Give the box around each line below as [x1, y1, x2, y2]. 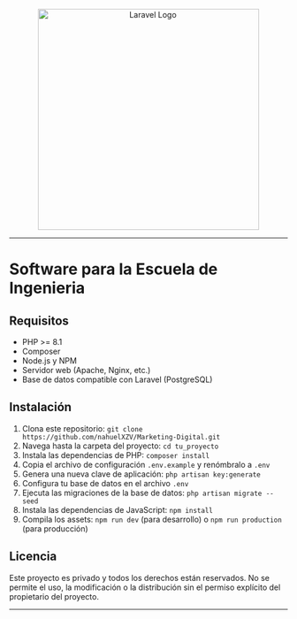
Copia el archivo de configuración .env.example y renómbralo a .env [21, 459, 270, 470]
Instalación [9, 400, 72, 415]
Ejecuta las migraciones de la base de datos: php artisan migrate [21, 487, 263, 498]
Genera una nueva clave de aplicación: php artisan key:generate [21, 469, 261, 479]
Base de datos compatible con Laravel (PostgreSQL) [21, 374, 213, 385]
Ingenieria [9, 279, 86, 298]
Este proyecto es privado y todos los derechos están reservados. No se [9, 572, 270, 583]
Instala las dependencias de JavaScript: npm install [21, 504, 214, 515]
